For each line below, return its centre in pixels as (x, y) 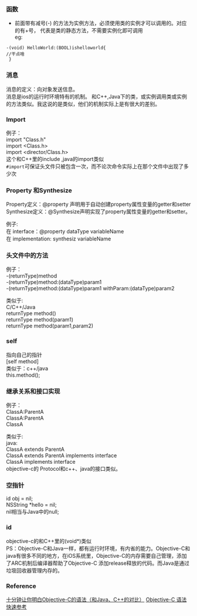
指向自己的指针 (24, 354)
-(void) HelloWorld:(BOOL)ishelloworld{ (56, 48)
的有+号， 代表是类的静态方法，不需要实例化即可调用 (79, 31)
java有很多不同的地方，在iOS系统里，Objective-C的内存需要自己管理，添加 (97, 555)
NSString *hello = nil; (31, 505)
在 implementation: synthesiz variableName (59, 239)
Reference (21, 586)
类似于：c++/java (27, 368)
